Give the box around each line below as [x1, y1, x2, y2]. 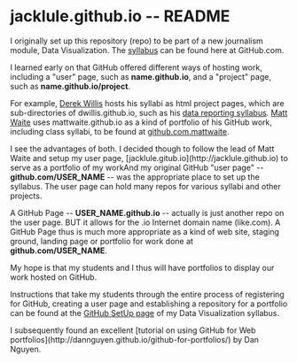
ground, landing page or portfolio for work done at [10, 236, 194, 246]
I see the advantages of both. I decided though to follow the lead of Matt [10, 143, 275, 154]
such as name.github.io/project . [10, 81, 131, 91]
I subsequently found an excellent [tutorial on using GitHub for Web [10, 325, 256, 336]
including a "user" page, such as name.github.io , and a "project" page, [10, 71, 271, 81]
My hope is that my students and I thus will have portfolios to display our [10, 262, 275, 273]
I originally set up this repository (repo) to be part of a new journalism [10, 35, 264, 46]
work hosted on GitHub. [10, 272, 98, 282]
